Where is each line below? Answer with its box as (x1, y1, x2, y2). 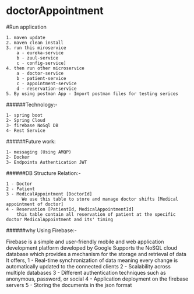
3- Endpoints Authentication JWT (6, 159, 87, 165)
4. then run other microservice (6, 65, 84, 71)
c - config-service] (16, 60, 66, 66)
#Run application (6, 23, 47, 30)
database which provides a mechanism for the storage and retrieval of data (6, 250, 186, 257)
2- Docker (6, 154, 30, 160)
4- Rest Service (6, 127, 45, 134)
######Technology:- (6, 101, 58, 108)
